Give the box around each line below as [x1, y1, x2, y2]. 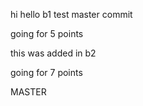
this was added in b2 [10, 47, 97, 59]
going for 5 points [10, 28, 84, 39]
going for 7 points [10, 67, 83, 78]
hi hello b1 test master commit [10, 9, 133, 20]
